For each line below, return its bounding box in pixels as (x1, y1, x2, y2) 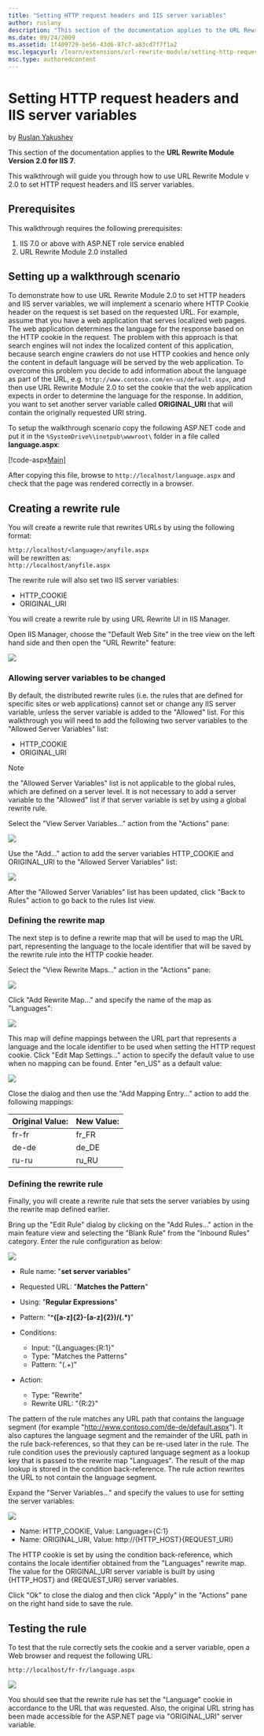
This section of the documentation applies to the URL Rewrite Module (8, 147, 234, 157)
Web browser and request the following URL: (8, 1651, 153, 1660)
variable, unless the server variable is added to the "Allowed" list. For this (8, 707, 245, 717)
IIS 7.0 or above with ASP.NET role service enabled (19, 238, 185, 248)
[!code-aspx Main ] (8, 455, 67, 465)
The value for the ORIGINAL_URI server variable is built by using (8, 1566, 215, 1577)
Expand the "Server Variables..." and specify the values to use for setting (8, 1488, 244, 1498)
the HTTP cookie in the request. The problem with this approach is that (8, 333, 238, 342)
